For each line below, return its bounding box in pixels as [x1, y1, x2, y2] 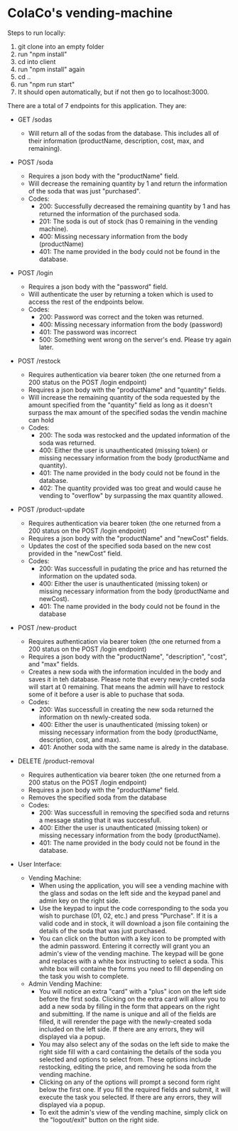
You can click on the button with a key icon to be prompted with [38, 934, 226, 942]
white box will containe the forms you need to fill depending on [38, 964, 224, 972]
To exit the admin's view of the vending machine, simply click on [38, 1108, 228, 1116]
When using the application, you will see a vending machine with [38, 881, 229, 890]
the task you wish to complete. [38, 972, 129, 980]
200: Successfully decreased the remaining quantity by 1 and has [38, 201, 231, 211]
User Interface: [17, 859, 63, 869]
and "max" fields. [28, 659, 80, 668]
